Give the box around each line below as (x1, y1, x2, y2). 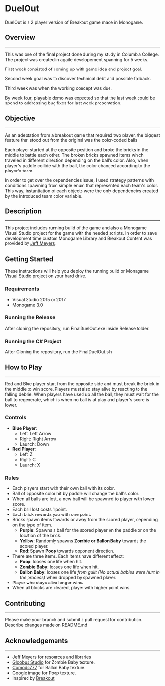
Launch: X (19, 462, 40, 468)
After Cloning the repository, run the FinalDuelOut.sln (5, 349, 112, 355)
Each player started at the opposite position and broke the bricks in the (5, 146, 149, 153)
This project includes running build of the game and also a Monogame (5, 225, 147, 231)
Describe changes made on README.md (5, 622, 88, 628)
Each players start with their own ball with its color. (12, 485, 115, 491)
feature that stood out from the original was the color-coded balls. (5, 137, 139, 143)
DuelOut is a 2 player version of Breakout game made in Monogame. (5, 19, 143, 25)
